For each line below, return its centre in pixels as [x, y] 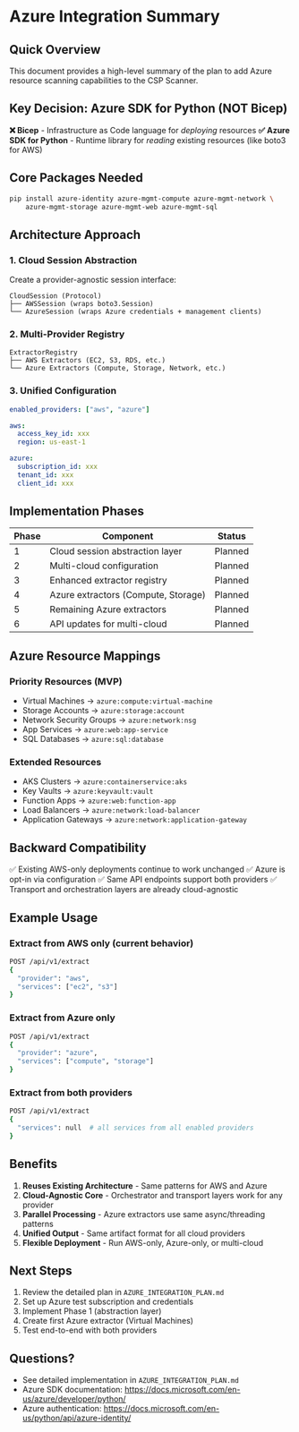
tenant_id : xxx [46, 475]
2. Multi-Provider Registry [67, 334]
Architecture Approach [75, 234]
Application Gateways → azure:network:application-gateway [135, 820]
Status [232, 536]
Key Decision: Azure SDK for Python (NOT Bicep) [149, 109]
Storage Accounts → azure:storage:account [103, 711]
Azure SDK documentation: [73, 1390]
